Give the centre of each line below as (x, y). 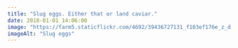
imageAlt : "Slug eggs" (41, 34)
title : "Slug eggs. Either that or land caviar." (83, 14)
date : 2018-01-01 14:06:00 (47, 20)
